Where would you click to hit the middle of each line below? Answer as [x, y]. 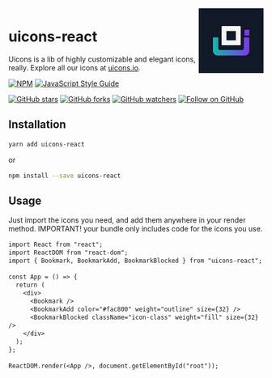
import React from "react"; [56, 245]
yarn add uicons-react [47, 144]
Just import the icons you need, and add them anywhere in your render [127, 220]
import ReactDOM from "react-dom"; [68, 253]
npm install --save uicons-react [65, 176]
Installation [37, 125]
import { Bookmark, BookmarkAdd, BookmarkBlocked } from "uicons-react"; [136, 261]
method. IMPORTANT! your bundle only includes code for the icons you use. [136, 229]
